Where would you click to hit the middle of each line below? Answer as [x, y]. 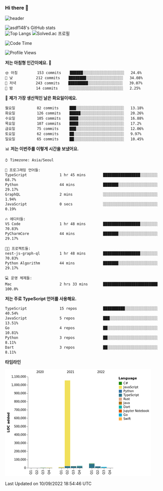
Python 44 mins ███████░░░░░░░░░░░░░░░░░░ [81, 185]
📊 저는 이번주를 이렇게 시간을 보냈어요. [42, 149]
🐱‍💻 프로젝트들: [18, 249]
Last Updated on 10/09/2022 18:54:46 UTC [48, 484]
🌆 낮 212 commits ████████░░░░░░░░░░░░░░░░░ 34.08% [74, 78]
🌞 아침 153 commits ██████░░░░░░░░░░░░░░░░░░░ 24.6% [73, 73]
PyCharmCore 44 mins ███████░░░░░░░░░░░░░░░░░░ [81, 234]
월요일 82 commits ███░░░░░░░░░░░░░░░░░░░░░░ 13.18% [74, 108]
